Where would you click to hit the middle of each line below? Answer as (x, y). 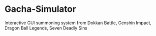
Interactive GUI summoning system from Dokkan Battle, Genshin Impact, (78, 23)
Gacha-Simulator (40, 9)
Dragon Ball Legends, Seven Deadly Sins (46, 28)
